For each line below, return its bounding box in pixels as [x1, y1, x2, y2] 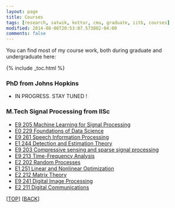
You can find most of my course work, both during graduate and [6, 47, 162, 54]
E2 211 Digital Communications [14, 184, 90, 191]
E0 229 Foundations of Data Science [14, 127, 104, 134]
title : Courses [6, 14, 44, 20]
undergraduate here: [6, 53, 56, 60]
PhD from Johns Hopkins [6, 79, 79, 87]
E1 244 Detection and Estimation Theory [14, 139, 113, 147]
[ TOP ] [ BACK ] [6, 195, 40, 202]
